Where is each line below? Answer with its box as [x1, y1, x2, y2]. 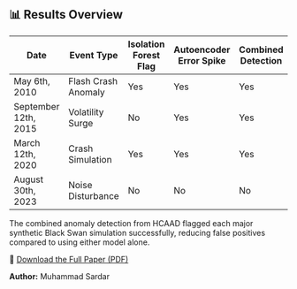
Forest [132, 49, 161, 61]
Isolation [127, 38, 165, 50]
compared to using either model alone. [9, 237, 150, 247]
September [13, 100, 60, 112]
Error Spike [178, 54, 226, 66]
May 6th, [13, 74, 50, 87]
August [13, 173, 44, 186]
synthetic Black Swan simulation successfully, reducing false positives [9, 227, 266, 238]
